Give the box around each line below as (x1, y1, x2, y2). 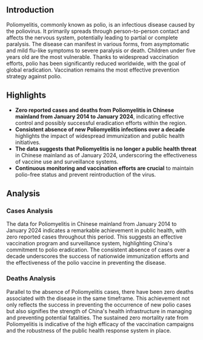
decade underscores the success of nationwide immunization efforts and (6, 253, 189, 260)
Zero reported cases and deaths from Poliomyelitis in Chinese (15, 106, 175, 114)
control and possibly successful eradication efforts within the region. (15, 119, 187, 126)
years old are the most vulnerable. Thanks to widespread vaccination (6, 53, 179, 60)
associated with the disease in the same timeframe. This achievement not (6, 294, 190, 302)
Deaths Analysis (6, 274, 56, 283)
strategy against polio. (6, 72, 62, 80)
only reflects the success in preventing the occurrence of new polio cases (6, 301, 191, 308)
